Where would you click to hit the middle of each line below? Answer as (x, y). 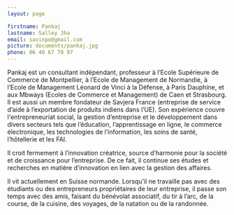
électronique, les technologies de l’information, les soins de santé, (102, 132)
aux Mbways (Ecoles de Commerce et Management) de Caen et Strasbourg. (117, 95)
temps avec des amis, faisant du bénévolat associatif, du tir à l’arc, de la (111, 196)
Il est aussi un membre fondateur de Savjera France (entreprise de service (114, 102)
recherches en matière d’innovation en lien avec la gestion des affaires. (110, 168)
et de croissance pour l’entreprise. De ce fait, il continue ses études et (108, 160)
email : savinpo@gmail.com (45, 39)
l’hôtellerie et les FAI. (37, 139)
